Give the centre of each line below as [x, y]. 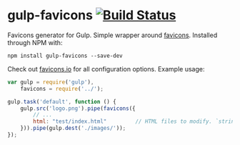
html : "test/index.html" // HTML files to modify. [123, 121]
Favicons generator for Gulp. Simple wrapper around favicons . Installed [112, 35]
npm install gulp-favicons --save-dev [65, 56]
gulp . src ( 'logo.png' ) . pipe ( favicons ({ [78, 108]
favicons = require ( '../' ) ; [62, 89]
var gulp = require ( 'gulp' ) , [51, 82]
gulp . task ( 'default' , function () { [62, 101]
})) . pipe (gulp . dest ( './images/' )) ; [73, 129]
